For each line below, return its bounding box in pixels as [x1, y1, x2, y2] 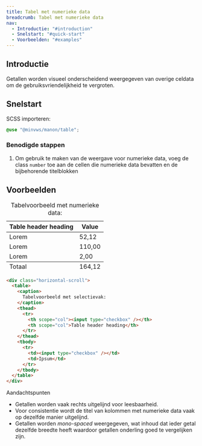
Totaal [9, 262, 27, 271]
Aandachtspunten [6, 389, 51, 397]
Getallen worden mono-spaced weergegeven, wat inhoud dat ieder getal [14, 420, 196, 427]
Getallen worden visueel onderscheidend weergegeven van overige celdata [6, 75, 194, 82]
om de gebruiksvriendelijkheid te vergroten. [6, 81, 115, 89]
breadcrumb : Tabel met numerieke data [6, 14, 104, 20]
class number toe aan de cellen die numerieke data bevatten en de [14, 161, 178, 168]
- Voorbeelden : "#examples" [11, 37, 83, 43]
